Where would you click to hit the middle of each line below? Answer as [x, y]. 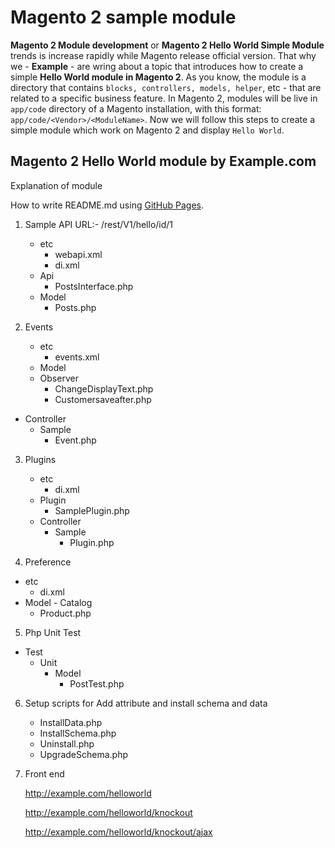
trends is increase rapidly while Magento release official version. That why [163, 55]
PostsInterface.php [94, 286]
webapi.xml [78, 254]
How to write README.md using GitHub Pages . [107, 205]
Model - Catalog [58, 602]
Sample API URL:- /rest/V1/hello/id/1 [99, 224]
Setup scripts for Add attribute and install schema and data [146, 703]
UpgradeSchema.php [84, 754]
